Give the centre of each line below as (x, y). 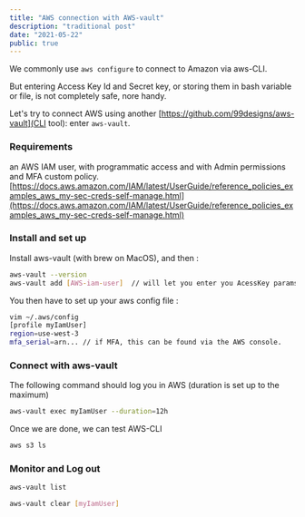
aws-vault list (38, 488)
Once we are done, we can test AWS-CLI (86, 429)
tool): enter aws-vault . (89, 123)
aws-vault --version (49, 274)
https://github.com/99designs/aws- (228, 113)
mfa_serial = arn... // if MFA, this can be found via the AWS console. (146, 342)
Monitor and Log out (55, 469)
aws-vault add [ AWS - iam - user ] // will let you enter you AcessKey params (154, 283)
